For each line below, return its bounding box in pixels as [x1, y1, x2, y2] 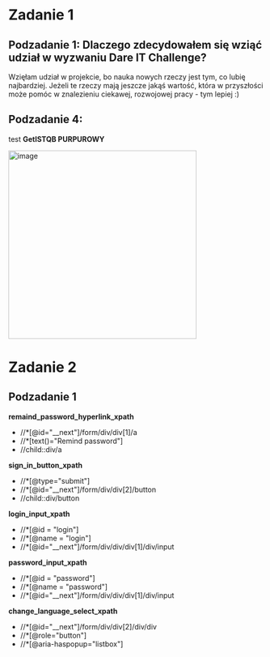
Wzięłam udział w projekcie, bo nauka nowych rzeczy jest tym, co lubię [8, 72, 246, 82]
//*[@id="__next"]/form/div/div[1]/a [19, 427, 137, 437]
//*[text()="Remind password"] [19, 436, 124, 446]
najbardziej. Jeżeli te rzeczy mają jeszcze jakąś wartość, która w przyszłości [8, 81, 264, 90]
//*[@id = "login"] [19, 524, 79, 534]
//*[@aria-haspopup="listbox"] [19, 638, 124, 649]
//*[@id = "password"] [19, 573, 95, 582]
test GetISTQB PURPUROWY [8, 134, 105, 143]
